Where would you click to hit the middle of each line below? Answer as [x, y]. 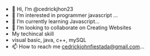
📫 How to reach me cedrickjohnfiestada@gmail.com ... [78, 46]
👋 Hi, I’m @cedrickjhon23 [42, 9]
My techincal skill [33, 34]
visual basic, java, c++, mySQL [49, 40]
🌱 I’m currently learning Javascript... [56, 21]
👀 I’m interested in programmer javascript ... [65, 15]
